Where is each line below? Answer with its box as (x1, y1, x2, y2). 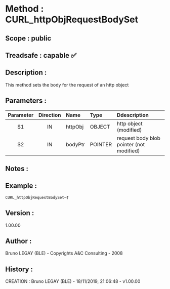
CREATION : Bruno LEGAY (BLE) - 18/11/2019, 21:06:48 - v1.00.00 (5, 278, 141, 284)
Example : (5, 182, 37, 190)
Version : (5, 209, 34, 218)
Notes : (5, 164, 29, 173)
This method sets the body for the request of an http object (5, 81, 129, 88)
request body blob (116, 135, 160, 142)
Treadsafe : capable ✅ (5, 51, 77, 60)
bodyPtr (65, 141, 85, 148)
